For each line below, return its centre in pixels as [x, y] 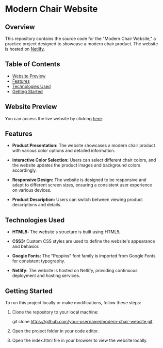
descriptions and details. [37, 205]
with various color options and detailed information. [64, 151]
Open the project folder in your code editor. [55, 331]
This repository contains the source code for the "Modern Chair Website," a [81, 38]
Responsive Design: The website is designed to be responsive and [79, 180]
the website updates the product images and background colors [76, 165]
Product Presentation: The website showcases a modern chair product [83, 146]
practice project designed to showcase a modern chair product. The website [81, 44]
